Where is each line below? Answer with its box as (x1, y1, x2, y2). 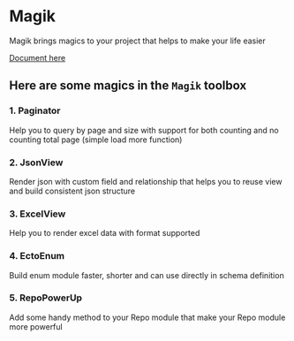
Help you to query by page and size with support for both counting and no (9, 125, 280, 135)
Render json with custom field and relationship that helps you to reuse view (9, 176, 283, 186)
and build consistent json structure (9, 186, 135, 196)
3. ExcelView (9, 208, 66, 220)
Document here (9, 52, 66, 63)
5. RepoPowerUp (9, 292, 82, 304)
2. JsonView (9, 156, 64, 169)
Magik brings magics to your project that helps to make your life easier (9, 35, 267, 46)
